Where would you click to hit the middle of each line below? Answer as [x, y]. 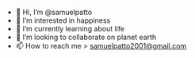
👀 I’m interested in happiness [63, 20]
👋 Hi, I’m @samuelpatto [54, 12]
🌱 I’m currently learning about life [70, 29]
